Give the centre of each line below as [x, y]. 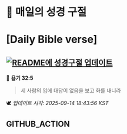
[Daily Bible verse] [52, 40]
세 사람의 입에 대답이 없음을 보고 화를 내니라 [71, 91]
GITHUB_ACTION [38, 124]
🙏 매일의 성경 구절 [46, 12]
